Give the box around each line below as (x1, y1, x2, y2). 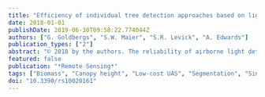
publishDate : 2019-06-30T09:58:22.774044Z (8, 26, 150, 34)
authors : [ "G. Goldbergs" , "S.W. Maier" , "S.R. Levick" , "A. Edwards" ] (8, 33, 248, 41)
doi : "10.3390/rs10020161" (8, 77, 97, 84)
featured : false (8, 56, 62, 63)
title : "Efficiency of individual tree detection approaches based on (8, 11, 245, 20)
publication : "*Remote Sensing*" (8, 63, 118, 70)
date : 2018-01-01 (8, 19, 65, 27)
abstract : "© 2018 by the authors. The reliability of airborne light (8, 48, 245, 56)
